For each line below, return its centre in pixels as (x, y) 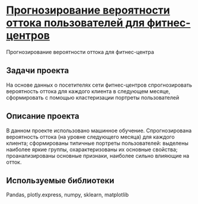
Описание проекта (43, 116)
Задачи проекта (38, 71)
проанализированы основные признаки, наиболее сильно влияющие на (98, 155)
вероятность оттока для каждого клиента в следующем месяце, (88, 91)
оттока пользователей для (76, 23)
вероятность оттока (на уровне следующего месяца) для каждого (90, 136)
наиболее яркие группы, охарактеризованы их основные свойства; (92, 149)
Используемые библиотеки (60, 181)
